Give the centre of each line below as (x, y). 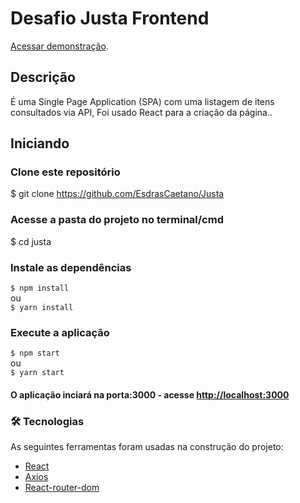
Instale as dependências (71, 267)
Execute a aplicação (60, 332)
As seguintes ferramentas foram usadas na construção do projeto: (147, 447)
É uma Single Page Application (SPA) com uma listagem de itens (142, 101)
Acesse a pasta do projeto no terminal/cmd (117, 220)
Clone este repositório (65, 172)
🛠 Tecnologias (47, 421)
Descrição (43, 77)
